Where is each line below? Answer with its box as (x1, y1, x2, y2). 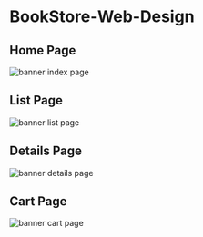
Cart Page (9, 193, 67, 210)
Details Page (9, 143, 83, 159)
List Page (9, 93, 64, 108)
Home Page (9, 43, 76, 58)
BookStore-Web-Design (9, 6, 195, 27)
